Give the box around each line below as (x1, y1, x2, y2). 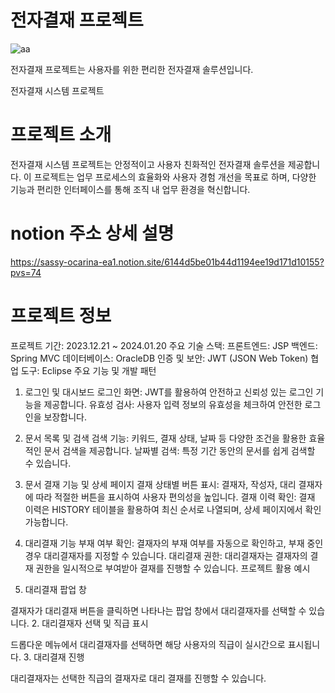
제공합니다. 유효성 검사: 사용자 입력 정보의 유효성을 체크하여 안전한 (43, 398, 303, 410)
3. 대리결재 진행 (23, 651, 85, 663)
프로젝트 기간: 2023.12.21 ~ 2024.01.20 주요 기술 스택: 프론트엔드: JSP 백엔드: (10, 339, 318, 351)
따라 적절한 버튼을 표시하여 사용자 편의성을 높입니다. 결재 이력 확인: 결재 (35, 491, 316, 503)
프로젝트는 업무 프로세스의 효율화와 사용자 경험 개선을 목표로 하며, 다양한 (33, 171, 317, 183)
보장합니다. (43, 411, 87, 423)
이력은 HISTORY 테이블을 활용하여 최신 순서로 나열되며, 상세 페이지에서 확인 (24, 503, 322, 515)
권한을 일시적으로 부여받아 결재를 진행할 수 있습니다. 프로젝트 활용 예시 (35, 562, 311, 574)
